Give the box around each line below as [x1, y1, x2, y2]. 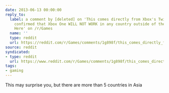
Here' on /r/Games [14, 26, 53, 31]
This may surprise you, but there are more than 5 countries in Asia [5, 82, 142, 88]
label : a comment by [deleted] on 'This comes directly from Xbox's [10, 17, 156, 22]
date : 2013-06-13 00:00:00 [5, 7, 62, 13]
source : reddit [5, 45, 37, 50]
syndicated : [5, 49, 30, 54]
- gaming [5, 68, 24, 73]
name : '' [10, 31, 28, 36]
